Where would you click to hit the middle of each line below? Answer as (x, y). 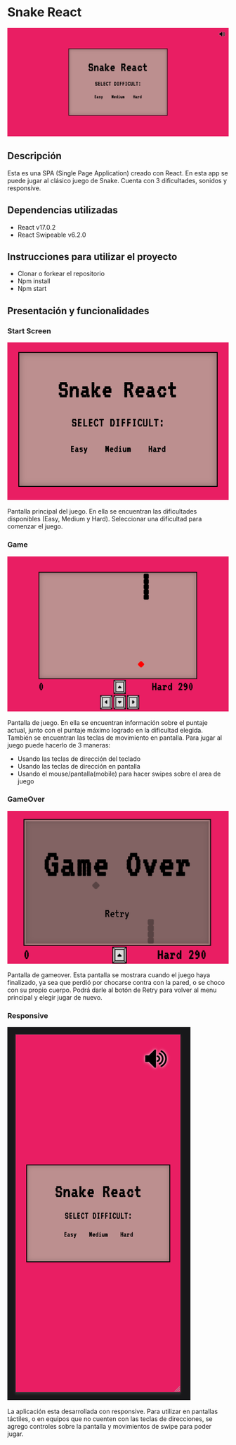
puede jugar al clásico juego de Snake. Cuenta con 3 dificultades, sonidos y (117, 180)
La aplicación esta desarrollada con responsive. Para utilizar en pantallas (113, 1412)
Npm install (34, 281)
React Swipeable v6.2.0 (52, 235)
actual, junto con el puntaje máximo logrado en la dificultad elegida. (105, 730)
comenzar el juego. (35, 526)
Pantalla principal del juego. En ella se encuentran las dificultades (102, 511)
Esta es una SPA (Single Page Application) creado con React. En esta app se (118, 173)
